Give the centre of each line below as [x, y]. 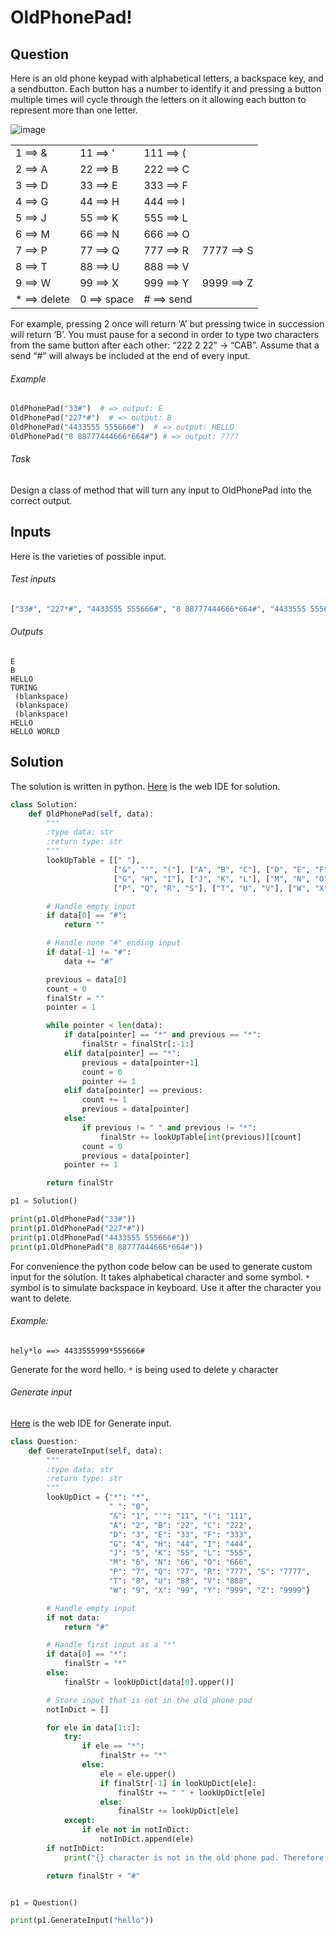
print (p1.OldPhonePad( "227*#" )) [77, 1228]
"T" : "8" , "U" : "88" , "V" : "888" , [180, 1581]
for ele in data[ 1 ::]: [93, 1727]
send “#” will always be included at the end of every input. [130, 355]
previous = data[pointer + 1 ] [140, 1062]
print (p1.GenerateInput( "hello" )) [82, 1921]
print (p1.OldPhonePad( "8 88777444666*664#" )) [106, 1247]
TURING [24, 688]
